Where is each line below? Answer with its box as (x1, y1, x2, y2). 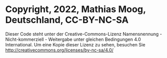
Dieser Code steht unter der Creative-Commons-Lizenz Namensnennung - (5, 31, 162, 37)
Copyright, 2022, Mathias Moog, (5, 4, 146, 15)
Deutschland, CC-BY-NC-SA (5, 14, 129, 26)
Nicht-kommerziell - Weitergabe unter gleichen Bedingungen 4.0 (5, 36, 141, 42)
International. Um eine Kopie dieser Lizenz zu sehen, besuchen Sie (5, 41, 146, 47)
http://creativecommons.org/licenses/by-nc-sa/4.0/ (5, 47, 114, 53)
